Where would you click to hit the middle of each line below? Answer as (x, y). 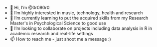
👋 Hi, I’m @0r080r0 (30, 8)
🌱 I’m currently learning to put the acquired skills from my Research (79, 18)
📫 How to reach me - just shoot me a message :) (60, 39)
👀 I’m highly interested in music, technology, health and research (76, 13)
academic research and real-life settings (51, 34)
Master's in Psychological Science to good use (58, 23)
